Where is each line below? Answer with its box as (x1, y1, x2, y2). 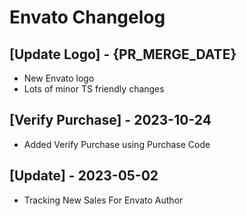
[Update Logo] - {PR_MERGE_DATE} (9, 46, 237, 63)
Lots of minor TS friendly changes (23, 83, 165, 95)
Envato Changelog (9, 6, 166, 29)
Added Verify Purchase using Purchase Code (23, 138, 211, 150)
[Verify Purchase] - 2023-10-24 (9, 112, 212, 129)
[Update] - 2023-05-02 (9, 167, 159, 185)
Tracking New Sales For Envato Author (23, 194, 184, 206)
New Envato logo (23, 72, 95, 84)
